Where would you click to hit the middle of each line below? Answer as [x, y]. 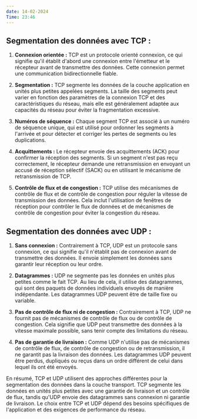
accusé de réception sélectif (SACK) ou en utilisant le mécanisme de [98, 170]
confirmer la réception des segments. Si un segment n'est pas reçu [96, 158]
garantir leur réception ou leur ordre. [59, 264]
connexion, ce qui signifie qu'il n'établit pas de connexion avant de [95, 252]
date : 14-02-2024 [27, 11]
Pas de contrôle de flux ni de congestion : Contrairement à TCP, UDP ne [103, 312]
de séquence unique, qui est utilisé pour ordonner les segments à [94, 128]
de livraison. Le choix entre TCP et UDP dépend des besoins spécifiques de [98, 404]
